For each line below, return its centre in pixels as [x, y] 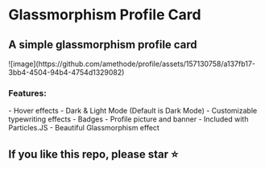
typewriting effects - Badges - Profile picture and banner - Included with [128, 119]
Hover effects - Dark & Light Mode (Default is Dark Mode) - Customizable [135, 111]
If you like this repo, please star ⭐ [93, 154]
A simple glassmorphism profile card [103, 45]
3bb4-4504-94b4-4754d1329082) [66, 72]
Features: [27, 93]
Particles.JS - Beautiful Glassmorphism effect [84, 128]
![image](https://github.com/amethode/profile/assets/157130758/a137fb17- [132, 64]
